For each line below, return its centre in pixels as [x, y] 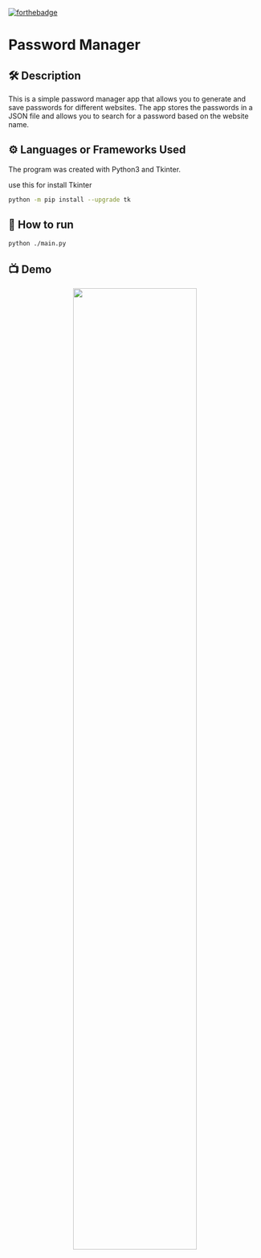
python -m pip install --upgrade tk [69, 200]
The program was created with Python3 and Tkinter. [95, 169]
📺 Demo [30, 269]
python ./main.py [37, 243]
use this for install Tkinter [50, 184]
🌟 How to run [41, 225]
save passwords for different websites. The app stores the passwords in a [130, 107]
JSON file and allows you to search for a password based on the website [128, 116]
